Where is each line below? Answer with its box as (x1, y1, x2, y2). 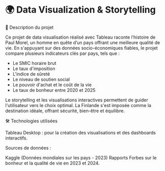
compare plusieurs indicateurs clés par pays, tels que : (5, 50, 120, 56)
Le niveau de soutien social (12, 76, 70, 82)
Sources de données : (5, 145, 52, 151)
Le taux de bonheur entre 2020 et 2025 (12, 87, 95, 93)
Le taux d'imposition (12, 65, 55, 72)
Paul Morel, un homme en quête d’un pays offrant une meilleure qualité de (5, 39, 160, 46)
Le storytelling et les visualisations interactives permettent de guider (5, 97, 148, 103)
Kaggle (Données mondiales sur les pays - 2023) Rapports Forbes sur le (5, 154, 157, 160)
